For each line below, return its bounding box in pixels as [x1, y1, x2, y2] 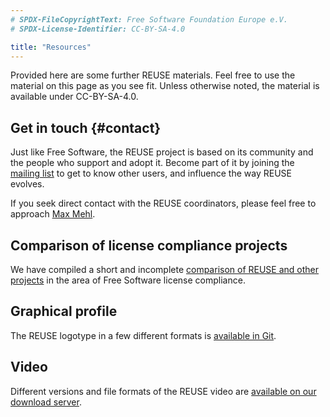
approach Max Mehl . [10, 208, 96, 220]
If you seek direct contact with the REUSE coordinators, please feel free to [10, 197, 317, 210]
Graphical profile [10, 303, 118, 320]
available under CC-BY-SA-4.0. [10, 91, 139, 103]
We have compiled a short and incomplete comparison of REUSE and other [10, 264, 320, 275]
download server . [10, 396, 82, 408]
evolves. [10, 178, 45, 190]
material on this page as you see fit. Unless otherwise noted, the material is [10, 80, 320, 92]
